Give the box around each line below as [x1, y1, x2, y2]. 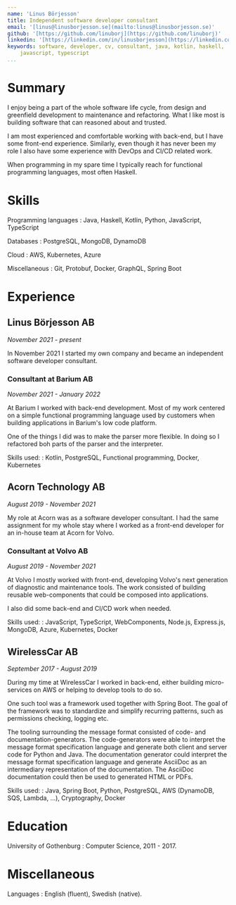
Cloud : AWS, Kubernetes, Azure [7, 251, 102, 259]
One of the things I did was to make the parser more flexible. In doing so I [7, 432, 220, 441]
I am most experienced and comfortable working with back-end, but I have [7, 132, 223, 140]
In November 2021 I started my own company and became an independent [7, 349, 223, 357]
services [7, 685, 32, 694]
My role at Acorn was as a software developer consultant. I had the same [7, 513, 219, 521]
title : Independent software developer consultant [7, 17, 159, 24]
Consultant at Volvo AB [7, 546, 88, 556]
